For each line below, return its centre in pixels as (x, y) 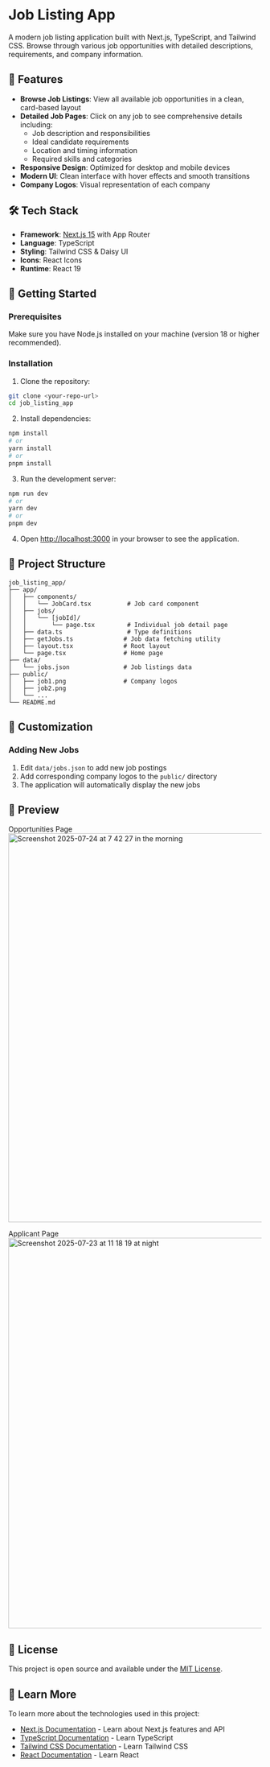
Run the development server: (68, 479)
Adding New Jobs (44, 750)
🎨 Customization (51, 727)
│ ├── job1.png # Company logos (93, 681)
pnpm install (30, 463)
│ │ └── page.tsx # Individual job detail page (118, 625)
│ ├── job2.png (37, 688)
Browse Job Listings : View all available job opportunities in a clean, (132, 99)
